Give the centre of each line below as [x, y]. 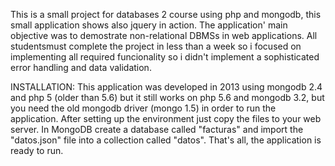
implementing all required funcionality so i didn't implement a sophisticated [165, 57]
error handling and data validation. [81, 67]
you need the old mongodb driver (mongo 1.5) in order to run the [143, 108]
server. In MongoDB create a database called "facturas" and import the [157, 129]
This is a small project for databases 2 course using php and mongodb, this [166, 14]
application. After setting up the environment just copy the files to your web [166, 118]
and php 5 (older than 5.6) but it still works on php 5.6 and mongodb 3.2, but [167, 97]
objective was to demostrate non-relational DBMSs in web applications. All [164, 35]
